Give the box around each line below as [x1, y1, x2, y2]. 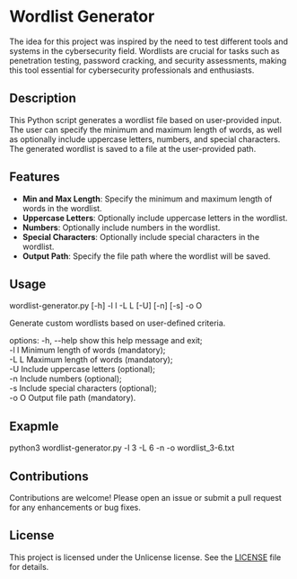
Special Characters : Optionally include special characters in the [22, 231, 260, 242]
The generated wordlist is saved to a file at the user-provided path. [9, 143, 257, 154]
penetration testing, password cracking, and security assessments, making [9, 55, 287, 66]
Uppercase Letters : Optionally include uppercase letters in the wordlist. [22, 212, 288, 223]
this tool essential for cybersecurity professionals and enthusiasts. [9, 65, 255, 76]
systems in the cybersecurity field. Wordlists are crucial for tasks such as [9, 45, 280, 56]
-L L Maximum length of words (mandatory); [9, 354, 173, 365]
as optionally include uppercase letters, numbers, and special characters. [9, 133, 281, 145]
